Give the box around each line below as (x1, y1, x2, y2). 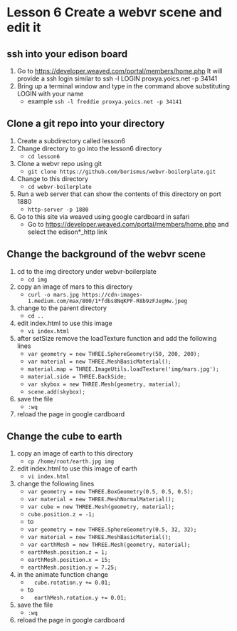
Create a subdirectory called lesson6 (16, 136, 126, 145)
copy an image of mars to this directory (16, 282, 133, 291)
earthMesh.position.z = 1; (27, 549, 108, 556)
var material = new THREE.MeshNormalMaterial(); (27, 496, 175, 503)
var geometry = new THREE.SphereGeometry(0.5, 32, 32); (27, 526, 197, 533)
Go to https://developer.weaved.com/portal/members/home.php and (27, 220, 229, 228)
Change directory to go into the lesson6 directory (16, 144, 162, 153)
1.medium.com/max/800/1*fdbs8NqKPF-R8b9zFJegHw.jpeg (27, 297, 188, 304)
